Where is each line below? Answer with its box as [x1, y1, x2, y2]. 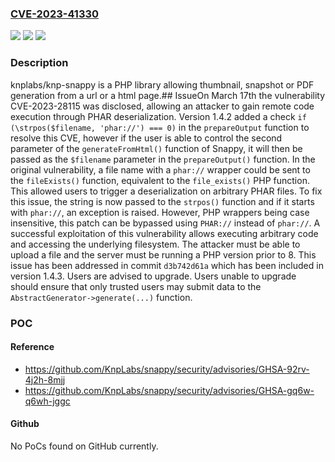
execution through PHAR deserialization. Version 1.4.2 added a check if [10, 110, 307, 122]
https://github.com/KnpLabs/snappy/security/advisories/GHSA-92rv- [24, 363, 310, 375]
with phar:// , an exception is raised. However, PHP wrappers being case [10, 206, 310, 218]
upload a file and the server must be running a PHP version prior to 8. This [10, 248, 317, 261]
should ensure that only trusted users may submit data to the [10, 280, 262, 292]
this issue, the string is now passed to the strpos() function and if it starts [10, 195, 315, 207]
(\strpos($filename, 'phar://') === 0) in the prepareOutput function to [10, 121, 310, 133]
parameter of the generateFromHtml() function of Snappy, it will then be [10, 142, 303, 154]
